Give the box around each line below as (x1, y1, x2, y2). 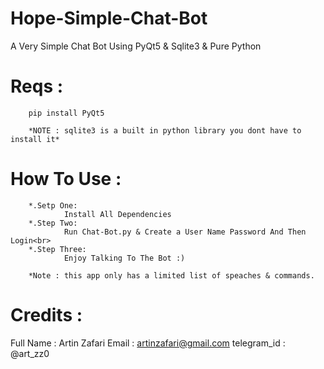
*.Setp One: (28, 200, 78, 211)
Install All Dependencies (63, 209, 172, 219)
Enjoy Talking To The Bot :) (63, 253, 186, 263)
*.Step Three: (28, 244, 87, 254)
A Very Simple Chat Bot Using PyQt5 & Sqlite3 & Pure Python (10, 40, 262, 52)
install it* (10, 134, 60, 144)
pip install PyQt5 (28, 108, 105, 118)
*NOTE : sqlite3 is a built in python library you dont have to (28, 125, 302, 136)
